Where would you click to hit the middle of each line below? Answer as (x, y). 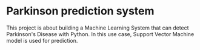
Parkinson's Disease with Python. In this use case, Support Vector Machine (100, 34)
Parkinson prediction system (80, 11)
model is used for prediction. (42, 40)
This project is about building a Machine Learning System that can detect (98, 28)
